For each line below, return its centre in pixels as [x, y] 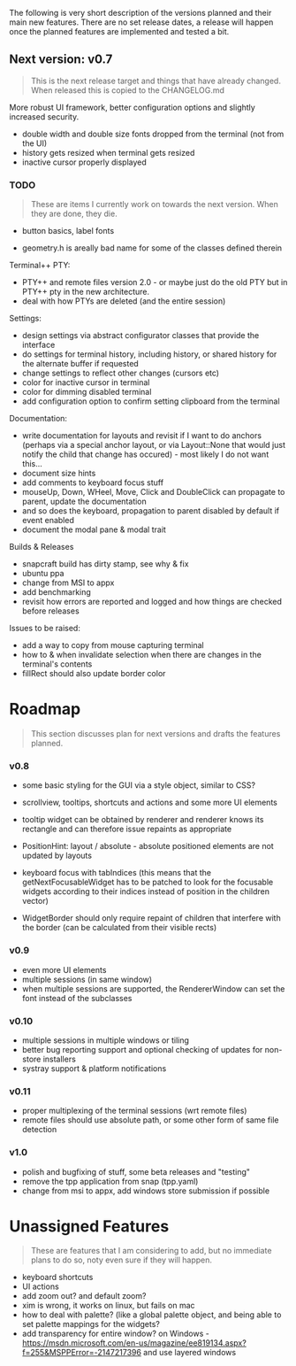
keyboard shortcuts [57, 1277]
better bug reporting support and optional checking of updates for [142, 1049]
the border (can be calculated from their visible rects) [119, 928]
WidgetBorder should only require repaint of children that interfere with [151, 918]
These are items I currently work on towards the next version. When [154, 205]
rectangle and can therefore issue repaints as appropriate [127, 829]
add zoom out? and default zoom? [84, 1296]
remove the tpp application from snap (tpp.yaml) [110, 1181]
